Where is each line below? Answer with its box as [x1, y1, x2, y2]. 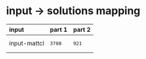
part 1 [50, 25, 68, 34]
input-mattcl [9, 40, 44, 48]
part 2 [73, 25, 91, 34]
